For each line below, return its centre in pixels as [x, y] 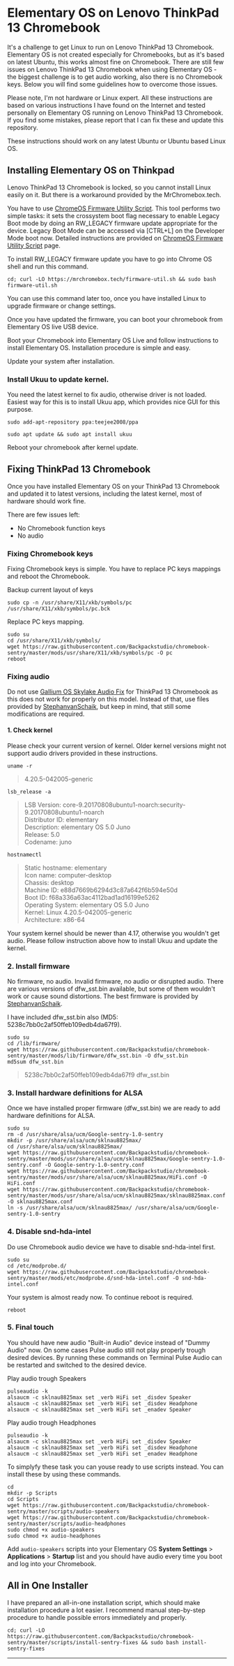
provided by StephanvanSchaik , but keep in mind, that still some [99, 707]
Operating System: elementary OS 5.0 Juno [87, 905]
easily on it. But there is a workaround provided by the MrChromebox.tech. [114, 194]
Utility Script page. [34, 245]
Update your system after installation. [61, 361]
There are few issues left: [44, 515]
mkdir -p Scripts [32, 1493]
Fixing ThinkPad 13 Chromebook [79, 469]
